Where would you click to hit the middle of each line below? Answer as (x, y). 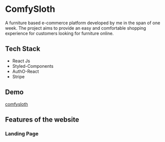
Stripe (18, 76)
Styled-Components (33, 66)
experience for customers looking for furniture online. (60, 33)
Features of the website (42, 119)
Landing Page (22, 134)
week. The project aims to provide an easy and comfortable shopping (76, 28)
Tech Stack (23, 49)
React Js (21, 61)
